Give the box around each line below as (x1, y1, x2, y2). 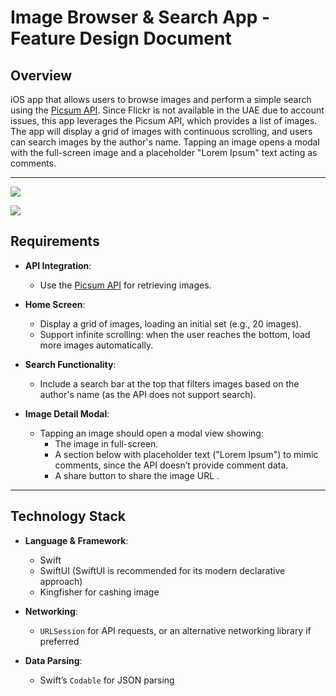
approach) (39, 575, 83, 587)
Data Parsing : (24, 654, 83, 666)
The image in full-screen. (54, 437, 159, 450)
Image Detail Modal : (24, 407, 110, 420)
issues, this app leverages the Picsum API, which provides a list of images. (10, 115, 318, 126)
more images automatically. (39, 339, 154, 351)
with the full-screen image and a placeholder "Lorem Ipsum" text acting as (10, 147, 318, 158)
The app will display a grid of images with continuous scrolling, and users (10, 126, 313, 137)
